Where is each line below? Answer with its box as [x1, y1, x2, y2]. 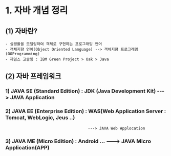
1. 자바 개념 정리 [5, 5, 68, 16]
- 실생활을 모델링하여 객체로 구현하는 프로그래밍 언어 [5, 41, 102, 47]
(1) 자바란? [5, 27, 37, 35]
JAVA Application [10, 94, 55, 101]
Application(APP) [5, 144, 50, 151]
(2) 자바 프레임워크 [5, 72, 61, 81]
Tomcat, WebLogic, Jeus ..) [5, 114, 75, 121]
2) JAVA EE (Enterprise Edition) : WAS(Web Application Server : [5, 108, 166, 115]
